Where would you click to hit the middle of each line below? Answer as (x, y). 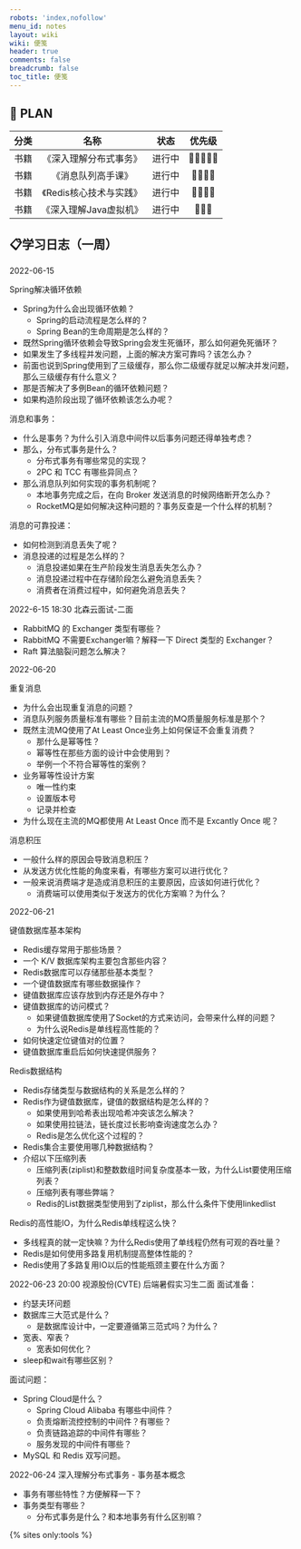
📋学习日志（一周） (63, 245)
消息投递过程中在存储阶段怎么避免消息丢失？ (120, 579)
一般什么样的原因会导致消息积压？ (86, 859)
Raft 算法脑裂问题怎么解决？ (75, 652)
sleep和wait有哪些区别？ (68, 1360)
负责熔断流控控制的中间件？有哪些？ (104, 1422)
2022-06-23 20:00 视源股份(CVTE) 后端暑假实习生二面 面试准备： (133, 1284)
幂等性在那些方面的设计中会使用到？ (104, 753)
